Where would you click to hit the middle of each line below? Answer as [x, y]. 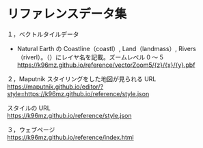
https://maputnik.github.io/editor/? [55, 87]
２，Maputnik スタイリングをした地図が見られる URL [82, 78]
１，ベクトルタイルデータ [43, 34]
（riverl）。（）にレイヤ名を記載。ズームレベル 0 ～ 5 [90, 57]
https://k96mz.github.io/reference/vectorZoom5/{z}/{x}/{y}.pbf [106, 65]
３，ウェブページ [31, 130]
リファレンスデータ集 [67, 14]
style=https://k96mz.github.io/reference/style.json [78, 93]
